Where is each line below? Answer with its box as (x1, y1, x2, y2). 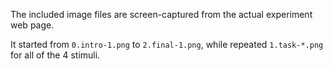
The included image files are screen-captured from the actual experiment (10, 9, 313, 20)
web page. (10, 19, 55, 31)
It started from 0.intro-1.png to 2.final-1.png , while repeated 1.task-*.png (10, 39, 324, 50)
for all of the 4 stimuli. (10, 49, 101, 61)
